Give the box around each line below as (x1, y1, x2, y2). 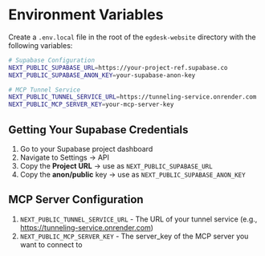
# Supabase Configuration (8, 56, 95, 64)
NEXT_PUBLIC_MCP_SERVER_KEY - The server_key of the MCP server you (19, 231, 249, 241)
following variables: (8, 40, 73, 50)
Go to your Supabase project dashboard (19, 144, 153, 153)
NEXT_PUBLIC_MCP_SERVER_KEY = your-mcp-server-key (8, 100, 174, 109)
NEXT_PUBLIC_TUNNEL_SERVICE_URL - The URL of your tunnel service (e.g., (19, 214, 258, 224)
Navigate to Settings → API (19, 152, 110, 162)
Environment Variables (8, 6, 164, 24)
